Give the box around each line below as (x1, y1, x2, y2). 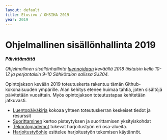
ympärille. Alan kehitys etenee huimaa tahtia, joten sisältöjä (38, 86, 162, 92)
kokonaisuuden (5, 86, 38, 92)
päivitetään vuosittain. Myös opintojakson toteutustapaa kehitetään (5, 92, 146, 98)
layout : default (5, 7, 40, 13)
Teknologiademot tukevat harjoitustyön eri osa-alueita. (12, 124, 127, 130)
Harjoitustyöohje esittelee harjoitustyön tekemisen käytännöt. (12, 129, 142, 135)
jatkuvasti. (5, 98, 27, 104)
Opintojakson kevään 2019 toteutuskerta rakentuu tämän (5, 81, 124, 87)
